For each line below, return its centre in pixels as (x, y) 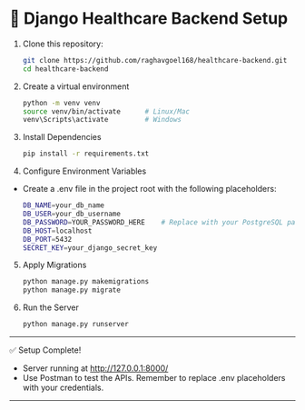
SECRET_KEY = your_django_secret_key (90, 248)
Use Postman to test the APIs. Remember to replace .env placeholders (154, 378)
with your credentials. (63, 388)
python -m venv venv (61, 103)
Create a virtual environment (76, 86)
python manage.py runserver (75, 325)
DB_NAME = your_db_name (63, 205)
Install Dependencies (62, 137)
